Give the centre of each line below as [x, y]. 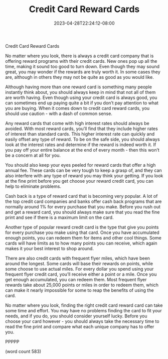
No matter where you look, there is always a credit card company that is [79, 56]
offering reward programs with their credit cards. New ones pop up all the [81, 61]
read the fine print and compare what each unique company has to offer [80, 326]
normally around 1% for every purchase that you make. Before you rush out [83, 206]
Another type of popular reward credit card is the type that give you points [82, 227]
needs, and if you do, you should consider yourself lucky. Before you [76, 316]
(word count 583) [23, 351]
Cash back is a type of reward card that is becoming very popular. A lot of [81, 196]
